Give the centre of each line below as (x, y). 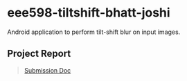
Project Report (39, 54)
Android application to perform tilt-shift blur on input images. (94, 32)
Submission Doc (47, 70)
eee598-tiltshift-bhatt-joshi (89, 13)
